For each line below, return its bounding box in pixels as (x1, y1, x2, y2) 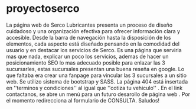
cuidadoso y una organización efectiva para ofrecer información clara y (6, 27, 181, 34)
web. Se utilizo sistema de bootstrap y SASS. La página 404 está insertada (6, 78, 188, 85)
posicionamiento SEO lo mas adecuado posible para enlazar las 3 (6, 59, 165, 66)
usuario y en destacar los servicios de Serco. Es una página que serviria (6, 46, 182, 53)
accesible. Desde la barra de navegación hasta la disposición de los (6, 34, 171, 41)
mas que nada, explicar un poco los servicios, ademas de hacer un (6, 53, 169, 60)
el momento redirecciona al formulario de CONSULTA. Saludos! (6, 97, 160, 104)
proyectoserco (6, 2, 80, 15)
